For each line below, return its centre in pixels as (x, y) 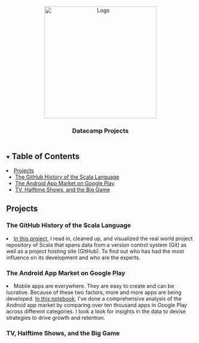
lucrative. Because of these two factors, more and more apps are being (94, 292)
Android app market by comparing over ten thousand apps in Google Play (97, 305)
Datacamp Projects (100, 130)
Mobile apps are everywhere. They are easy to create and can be (94, 286)
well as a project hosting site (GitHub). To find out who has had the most (95, 251)
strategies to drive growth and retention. (56, 318)
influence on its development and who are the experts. (73, 258)
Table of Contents (45, 156)
